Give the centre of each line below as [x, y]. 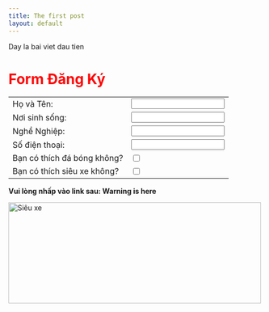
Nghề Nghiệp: [39, 131]
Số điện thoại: [39, 145]
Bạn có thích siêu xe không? [66, 171]
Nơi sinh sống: [40, 117]
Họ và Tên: [33, 103]
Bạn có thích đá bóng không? [68, 158]
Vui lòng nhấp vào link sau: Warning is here [82, 192]
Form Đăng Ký [57, 79]
